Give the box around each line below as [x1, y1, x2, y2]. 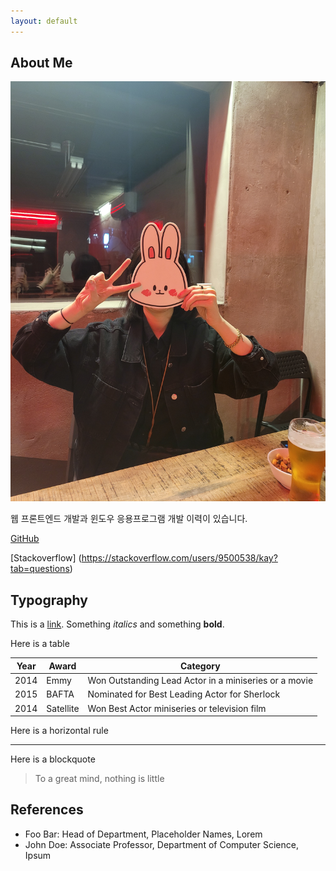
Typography [10, 591, 88, 609]
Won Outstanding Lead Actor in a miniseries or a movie [87, 675, 314, 686]
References [10, 801, 84, 819]
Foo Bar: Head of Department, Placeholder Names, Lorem [24, 828, 263, 840]
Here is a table [10, 638, 70, 650]
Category [179, 660, 221, 672]
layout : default [10, 16, 78, 26]
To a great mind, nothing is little [34, 773, 165, 784]
